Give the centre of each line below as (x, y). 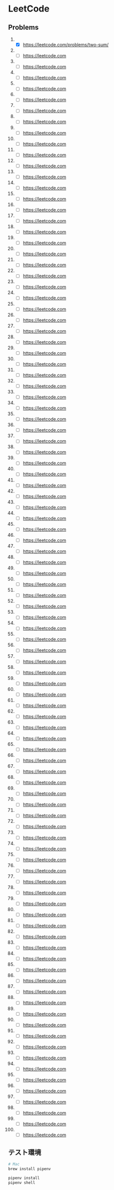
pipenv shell (22, 1182)
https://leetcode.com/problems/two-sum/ (66, 45)
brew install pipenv (30, 1169)
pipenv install (24, 1178)
